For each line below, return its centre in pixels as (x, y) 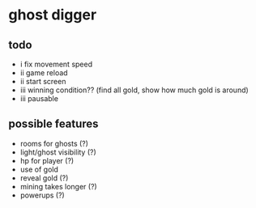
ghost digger (53, 15)
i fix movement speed (56, 64)
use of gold (39, 169)
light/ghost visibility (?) (58, 152)
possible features (53, 124)
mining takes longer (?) (58, 186)
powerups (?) (42, 195)
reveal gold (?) (44, 178)
